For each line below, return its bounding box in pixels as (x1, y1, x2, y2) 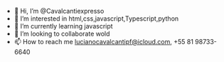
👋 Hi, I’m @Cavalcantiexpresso (14, 7, 105, 15)
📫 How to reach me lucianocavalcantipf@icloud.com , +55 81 (14, 38, 194, 46)
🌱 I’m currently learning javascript (14, 22, 113, 30)
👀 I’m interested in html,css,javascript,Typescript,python (14, 14, 179, 23)
